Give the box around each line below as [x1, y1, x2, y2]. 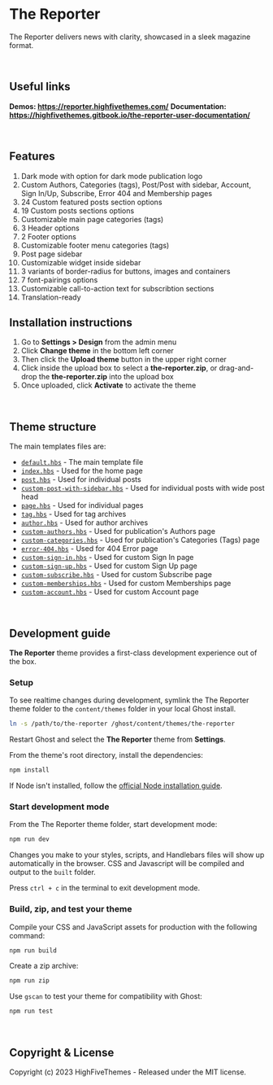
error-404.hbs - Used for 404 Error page [20, 544, 158, 553]
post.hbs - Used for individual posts [20, 475, 141, 484]
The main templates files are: [9, 441, 106, 452]
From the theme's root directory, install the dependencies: [9, 750, 204, 760]
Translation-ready [20, 292, 81, 302]
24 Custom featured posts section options [20, 197, 162, 207]
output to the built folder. [9, 868, 96, 877]
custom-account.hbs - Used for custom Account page [20, 587, 199, 597]
